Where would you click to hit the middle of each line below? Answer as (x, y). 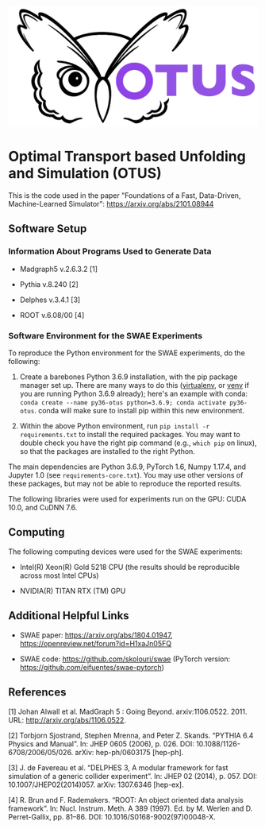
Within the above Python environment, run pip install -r (115, 426)
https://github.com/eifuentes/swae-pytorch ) (92, 667)
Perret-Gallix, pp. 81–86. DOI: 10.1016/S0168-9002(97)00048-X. (112, 816)
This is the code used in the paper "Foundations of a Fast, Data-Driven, (125, 196)
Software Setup (48, 229)
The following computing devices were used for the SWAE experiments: (126, 552)
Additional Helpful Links (69, 616)
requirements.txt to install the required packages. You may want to (130, 435)
